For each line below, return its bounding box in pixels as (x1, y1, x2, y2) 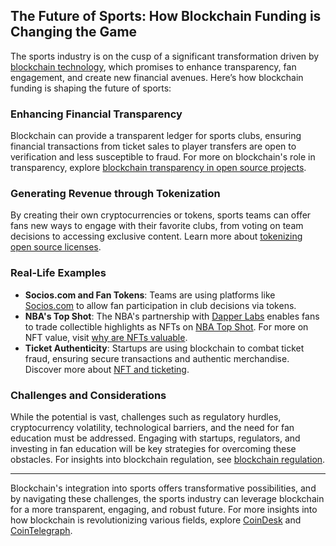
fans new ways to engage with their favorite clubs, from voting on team (10, 220, 304, 232)
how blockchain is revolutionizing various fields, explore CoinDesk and (10, 514, 302, 526)
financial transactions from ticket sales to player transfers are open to (10, 140, 297, 153)
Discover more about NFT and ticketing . (24, 363, 190, 375)
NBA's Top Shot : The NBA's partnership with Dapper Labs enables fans (24, 310, 320, 322)
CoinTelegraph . (10, 525, 73, 536)
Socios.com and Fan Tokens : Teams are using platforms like (24, 289, 276, 301)
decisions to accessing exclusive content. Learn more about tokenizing (10, 230, 303, 243)
